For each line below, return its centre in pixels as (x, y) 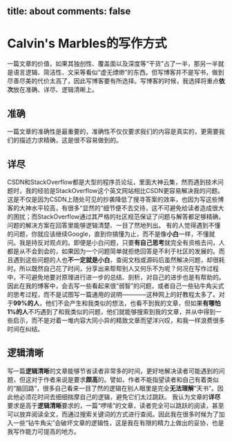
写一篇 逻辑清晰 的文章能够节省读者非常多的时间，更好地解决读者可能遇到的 (113, 371)
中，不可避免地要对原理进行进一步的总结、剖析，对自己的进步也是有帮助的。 (116, 277)
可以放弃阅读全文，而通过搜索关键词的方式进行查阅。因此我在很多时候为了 (113, 414)
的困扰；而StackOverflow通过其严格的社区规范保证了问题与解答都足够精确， (116, 217)
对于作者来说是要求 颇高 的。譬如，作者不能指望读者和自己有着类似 (125, 379)
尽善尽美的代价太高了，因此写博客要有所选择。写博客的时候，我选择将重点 (113, 81)
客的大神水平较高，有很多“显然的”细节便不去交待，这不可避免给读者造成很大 (116, 208)
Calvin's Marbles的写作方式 (87, 43)
